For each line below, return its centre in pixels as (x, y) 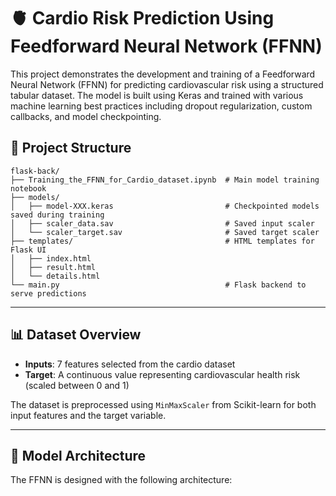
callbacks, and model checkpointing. (86, 116)
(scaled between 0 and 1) (77, 385)
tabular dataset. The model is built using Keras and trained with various (157, 95)
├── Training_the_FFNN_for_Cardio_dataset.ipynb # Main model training (165, 180)
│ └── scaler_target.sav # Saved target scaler (165, 232)
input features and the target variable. (88, 415)
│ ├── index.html (51, 258)
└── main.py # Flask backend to (158, 285)
